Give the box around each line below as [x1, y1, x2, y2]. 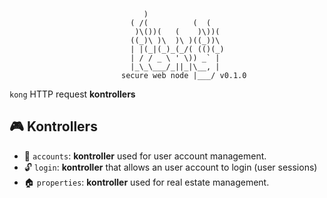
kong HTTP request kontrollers [9, 88, 136, 100]
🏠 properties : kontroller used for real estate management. [23, 176, 270, 188]
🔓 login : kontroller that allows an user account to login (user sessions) [23, 161, 318, 173]
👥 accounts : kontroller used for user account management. [23, 150, 267, 162]
